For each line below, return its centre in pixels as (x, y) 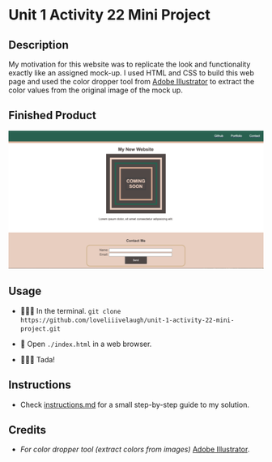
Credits (28, 430)
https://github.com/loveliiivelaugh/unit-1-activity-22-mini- (127, 320)
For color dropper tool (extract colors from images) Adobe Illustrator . (135, 449)
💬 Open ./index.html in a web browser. (86, 344)
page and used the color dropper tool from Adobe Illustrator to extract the (132, 81)
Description (38, 45)
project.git (40, 329)
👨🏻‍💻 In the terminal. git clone (70, 310)
